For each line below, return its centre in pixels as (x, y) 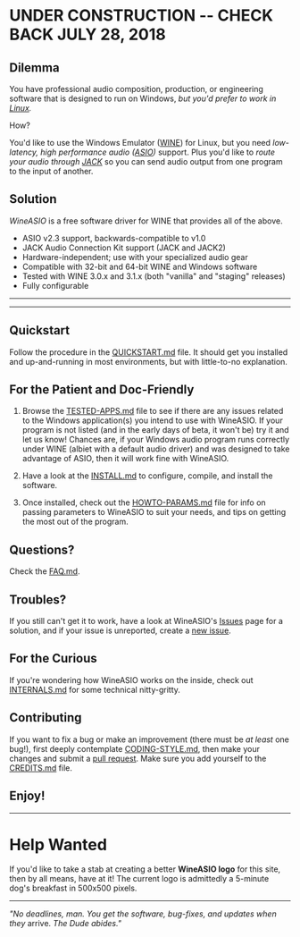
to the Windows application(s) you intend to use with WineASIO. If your (152, 420)
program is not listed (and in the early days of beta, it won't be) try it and (155, 430)
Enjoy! (27, 796)
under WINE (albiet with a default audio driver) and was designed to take (156, 449)
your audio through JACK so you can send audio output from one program (146, 161)
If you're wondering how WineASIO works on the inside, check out (131, 680)
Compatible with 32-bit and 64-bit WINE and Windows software (140, 266)
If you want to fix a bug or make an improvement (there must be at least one (150, 739)
